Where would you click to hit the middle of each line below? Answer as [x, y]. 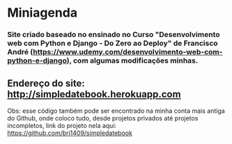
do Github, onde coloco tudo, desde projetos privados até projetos [103, 118]
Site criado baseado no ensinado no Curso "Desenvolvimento [114, 35]
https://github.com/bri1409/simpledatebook [70, 133]
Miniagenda [42, 13]
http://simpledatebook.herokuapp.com [94, 94]
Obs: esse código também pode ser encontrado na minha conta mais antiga [116, 111]
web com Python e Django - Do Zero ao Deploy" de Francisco [113, 43]
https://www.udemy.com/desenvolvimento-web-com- [128, 52]
